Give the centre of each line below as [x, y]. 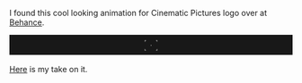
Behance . [27, 22]
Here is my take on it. [49, 69]
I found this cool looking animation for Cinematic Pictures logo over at [138, 13]
